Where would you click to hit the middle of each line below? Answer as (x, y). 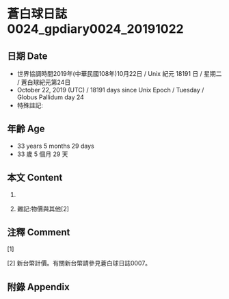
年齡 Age (26, 129)
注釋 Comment (39, 232)
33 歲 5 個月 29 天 (42, 154)
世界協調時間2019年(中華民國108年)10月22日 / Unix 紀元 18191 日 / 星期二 (119, 74)
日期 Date (27, 56)
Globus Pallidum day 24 (50, 97)
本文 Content (35, 178)
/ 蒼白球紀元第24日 (44, 82)
